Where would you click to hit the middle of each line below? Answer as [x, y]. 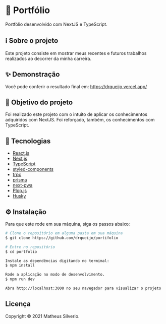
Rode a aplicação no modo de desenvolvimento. [55, 275]
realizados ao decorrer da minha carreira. [48, 58]
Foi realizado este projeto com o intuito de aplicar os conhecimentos [76, 114]
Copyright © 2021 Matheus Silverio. [42, 316]
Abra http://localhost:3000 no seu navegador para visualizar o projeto [83, 288]
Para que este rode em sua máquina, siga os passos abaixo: [68, 224]
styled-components [33, 169]
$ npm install [20, 266]
